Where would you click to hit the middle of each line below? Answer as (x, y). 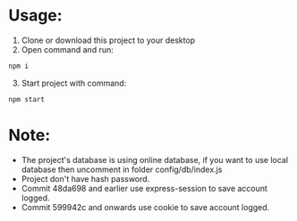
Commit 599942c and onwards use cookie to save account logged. (145, 207)
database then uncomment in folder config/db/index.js (122, 169)
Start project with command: (74, 83)
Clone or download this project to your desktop (108, 40)
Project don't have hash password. (85, 178)
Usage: (36, 16)
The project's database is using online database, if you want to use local (154, 160)
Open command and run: (67, 49)
